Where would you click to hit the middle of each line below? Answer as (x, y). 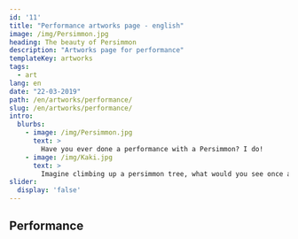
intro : (21, 116)
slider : (24, 182)
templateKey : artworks (51, 58)
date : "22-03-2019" (45, 91)
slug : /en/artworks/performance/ (71, 108)
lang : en (25, 83)
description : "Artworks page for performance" (97, 50)
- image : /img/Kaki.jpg (69, 157)
